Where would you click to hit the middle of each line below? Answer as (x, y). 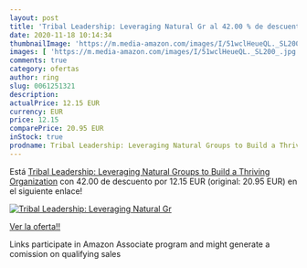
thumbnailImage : (40, 43)
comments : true (38, 60)
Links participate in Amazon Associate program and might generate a (140, 244)
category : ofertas (44, 70)
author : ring (34, 78)
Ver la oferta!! (35, 226)
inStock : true (37, 137)
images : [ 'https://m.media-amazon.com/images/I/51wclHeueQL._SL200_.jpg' (155, 52)
